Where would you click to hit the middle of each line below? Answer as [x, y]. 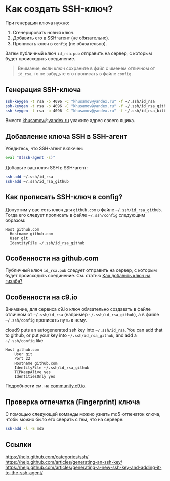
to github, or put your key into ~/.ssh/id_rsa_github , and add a [71, 335]
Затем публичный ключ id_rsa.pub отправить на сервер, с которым [79, 53]
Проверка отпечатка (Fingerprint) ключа [73, 402]
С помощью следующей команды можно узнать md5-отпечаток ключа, [83, 414]
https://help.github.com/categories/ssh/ [47, 457]
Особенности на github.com [52, 258]
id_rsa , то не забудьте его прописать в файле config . [75, 73]
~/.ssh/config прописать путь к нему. [46, 320]
